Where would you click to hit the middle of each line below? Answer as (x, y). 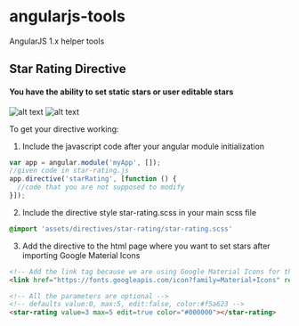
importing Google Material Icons (81, 255)
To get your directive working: (64, 129)
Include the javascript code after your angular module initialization (143, 146)
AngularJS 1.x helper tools (57, 41)
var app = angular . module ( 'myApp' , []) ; (85, 162)
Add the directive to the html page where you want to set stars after (146, 246)
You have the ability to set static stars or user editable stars (121, 92)
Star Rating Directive (68, 69)
